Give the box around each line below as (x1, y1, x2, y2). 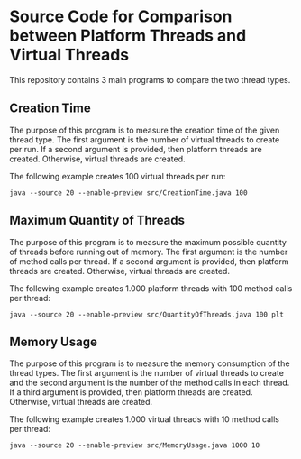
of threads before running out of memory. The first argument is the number (9, 246, 288, 257)
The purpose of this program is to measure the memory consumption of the (9, 358, 290, 369)
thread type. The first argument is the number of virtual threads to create (9, 133, 280, 145)
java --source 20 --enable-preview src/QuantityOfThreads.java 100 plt (9, 309, 284, 319)
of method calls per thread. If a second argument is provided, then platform (9, 255, 289, 267)
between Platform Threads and (9, 25, 247, 46)
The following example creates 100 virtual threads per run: (9, 170, 226, 181)
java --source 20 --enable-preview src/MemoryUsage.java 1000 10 (9, 441, 260, 450)
